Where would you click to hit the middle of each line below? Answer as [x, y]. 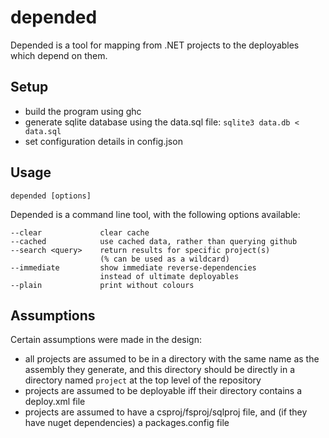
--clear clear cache [80, 232]
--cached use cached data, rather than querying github [154, 241]
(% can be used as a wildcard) [164, 259]
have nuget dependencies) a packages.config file [127, 423]
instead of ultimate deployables [169, 276]
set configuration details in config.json [103, 141]
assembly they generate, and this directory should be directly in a [160, 370]
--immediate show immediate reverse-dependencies [133, 267]
